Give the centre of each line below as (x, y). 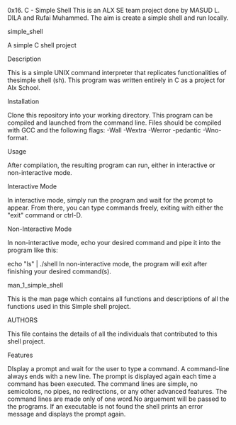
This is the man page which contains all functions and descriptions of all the (118, 299)
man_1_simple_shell (35, 285)
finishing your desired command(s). (60, 271)
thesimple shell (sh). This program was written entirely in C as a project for (116, 80)
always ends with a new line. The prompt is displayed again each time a (112, 376)
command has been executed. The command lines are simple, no (103, 384)
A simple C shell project (42, 45)
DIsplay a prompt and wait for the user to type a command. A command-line (118, 369)
